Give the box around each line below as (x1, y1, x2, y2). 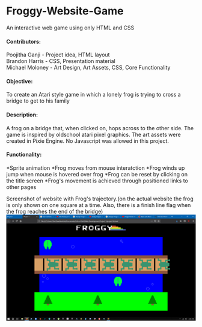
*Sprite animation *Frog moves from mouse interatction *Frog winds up (6, 164, 185, 172)
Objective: (6, 77, 33, 85)
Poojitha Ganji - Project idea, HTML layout (6, 51, 110, 58)
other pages (6, 183, 37, 190)
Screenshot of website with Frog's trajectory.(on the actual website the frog (6, 195, 194, 202)
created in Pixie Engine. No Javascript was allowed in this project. (6, 137, 170, 145)
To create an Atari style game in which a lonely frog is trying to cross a (6, 91, 182, 98)
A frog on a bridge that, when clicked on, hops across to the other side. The (6, 124, 194, 131)
